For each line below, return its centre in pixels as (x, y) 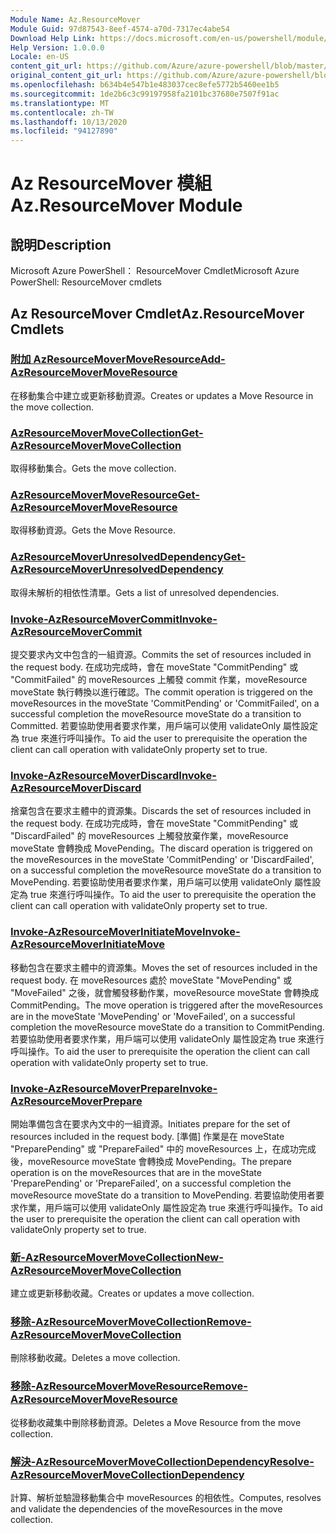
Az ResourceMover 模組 (111, 183)
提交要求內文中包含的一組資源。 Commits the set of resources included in (161, 654)
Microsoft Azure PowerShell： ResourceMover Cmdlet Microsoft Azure (155, 271)
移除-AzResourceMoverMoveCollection (108, 1322)
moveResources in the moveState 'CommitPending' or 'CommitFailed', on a (165, 703)
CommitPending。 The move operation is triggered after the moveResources (166, 1005)
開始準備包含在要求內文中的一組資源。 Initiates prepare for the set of (150, 1123)
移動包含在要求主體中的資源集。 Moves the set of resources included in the (164, 967)
